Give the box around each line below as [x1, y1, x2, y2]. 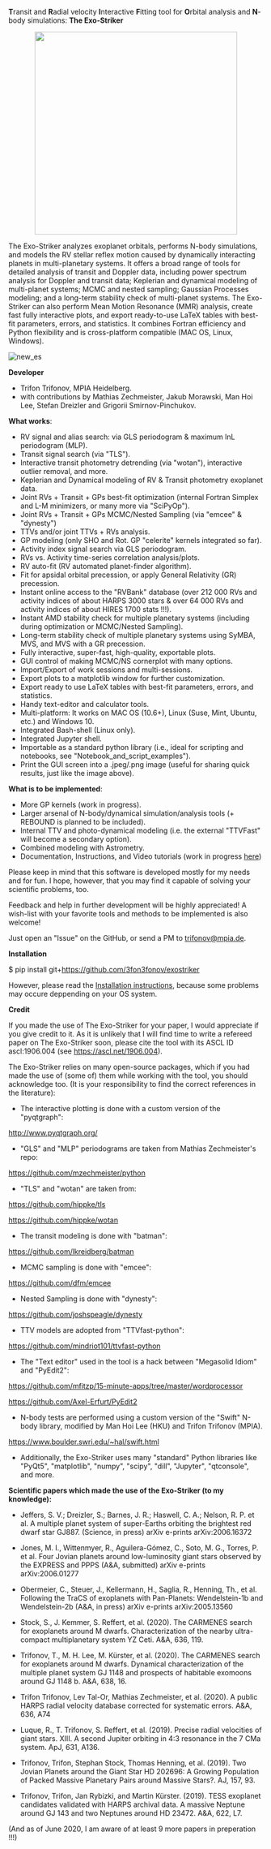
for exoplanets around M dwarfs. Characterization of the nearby [19, 1627, 233, 1636]
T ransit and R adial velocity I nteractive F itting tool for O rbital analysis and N [8, 7, 258, 16]
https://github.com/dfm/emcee [8, 1278, 112, 1287]
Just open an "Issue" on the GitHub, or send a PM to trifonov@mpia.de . [8, 933, 247, 942]
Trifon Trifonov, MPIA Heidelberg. [19, 383, 132, 393]
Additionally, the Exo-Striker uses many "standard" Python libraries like [19, 1453, 257, 1462]
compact [19, 1635, 50, 1644]
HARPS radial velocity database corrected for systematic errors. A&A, [19, 1700, 252, 1710]
